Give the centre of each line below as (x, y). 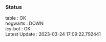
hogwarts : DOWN (24, 23)
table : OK (16, 18)
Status (14, 7)
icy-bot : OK (18, 29)
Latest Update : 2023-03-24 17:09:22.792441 (53, 34)
